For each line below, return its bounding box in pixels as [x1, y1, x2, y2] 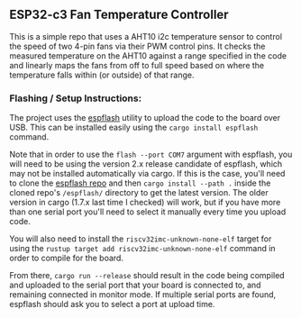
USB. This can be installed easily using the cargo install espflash [9, 122, 259, 133]
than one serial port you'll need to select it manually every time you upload [9, 206, 287, 217]
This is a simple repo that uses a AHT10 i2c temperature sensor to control [9, 31, 282, 41]
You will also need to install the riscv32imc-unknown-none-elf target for [9, 233, 272, 244]
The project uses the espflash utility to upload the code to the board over [9, 113, 281, 123]
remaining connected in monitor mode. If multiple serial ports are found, [9, 289, 277, 300]
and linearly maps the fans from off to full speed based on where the [9, 59, 265, 70]
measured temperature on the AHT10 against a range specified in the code [9, 50, 287, 61]
